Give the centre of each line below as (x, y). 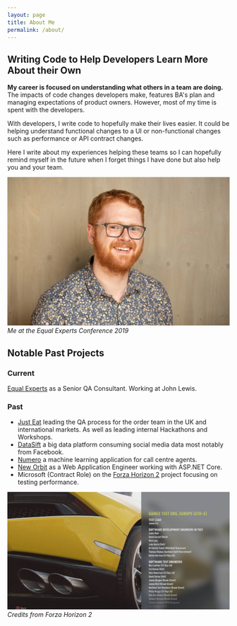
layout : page (26, 15)
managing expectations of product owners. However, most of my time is (112, 102)
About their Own (44, 70)
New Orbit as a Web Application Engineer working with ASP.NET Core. (120, 467)
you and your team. (36, 167)
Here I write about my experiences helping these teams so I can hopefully (115, 153)
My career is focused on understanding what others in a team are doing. (115, 88)
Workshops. (35, 437)
